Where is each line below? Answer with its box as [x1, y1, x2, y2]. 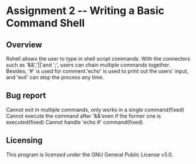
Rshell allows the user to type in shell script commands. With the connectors [6, 55, 191, 62]
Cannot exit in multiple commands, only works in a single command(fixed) [6, 106, 184, 113]
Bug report [6, 90, 46, 100]
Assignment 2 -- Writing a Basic [6, 4, 165, 18]
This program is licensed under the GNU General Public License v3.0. [6, 151, 174, 158]
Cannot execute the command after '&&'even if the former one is [6, 112, 161, 119]
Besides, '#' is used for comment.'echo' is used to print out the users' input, [6, 68, 189, 74]
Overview [6, 40, 43, 50]
